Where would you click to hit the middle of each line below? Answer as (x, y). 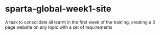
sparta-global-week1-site (58, 9)
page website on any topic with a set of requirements (59, 27)
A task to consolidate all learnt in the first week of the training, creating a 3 (80, 22)
